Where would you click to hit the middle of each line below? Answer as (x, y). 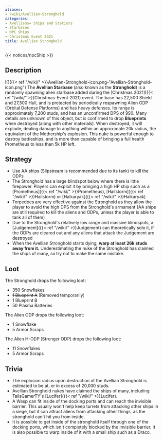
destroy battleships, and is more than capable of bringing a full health (75, 139)
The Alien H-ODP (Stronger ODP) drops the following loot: (63, 339)
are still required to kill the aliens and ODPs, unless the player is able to (83, 212)
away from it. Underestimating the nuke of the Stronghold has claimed (83, 248)
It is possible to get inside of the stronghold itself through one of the (80, 422)
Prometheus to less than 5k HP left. (40, 144)
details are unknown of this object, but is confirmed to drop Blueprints (76, 118)
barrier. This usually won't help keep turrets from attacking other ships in (85, 406)
